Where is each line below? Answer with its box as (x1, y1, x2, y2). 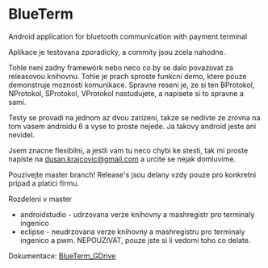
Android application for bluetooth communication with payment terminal (8, 31, 248, 41)
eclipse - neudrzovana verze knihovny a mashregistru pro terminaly (19, 227, 245, 237)
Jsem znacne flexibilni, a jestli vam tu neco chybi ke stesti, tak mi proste (8, 145, 249, 155)
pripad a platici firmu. (8, 178, 80, 188)
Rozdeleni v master (8, 194, 73, 203)
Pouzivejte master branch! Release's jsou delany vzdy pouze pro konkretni (8, 170, 257, 179)
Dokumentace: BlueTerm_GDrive (8, 251, 116, 261)
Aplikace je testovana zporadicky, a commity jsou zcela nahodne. (8, 47, 226, 57)
